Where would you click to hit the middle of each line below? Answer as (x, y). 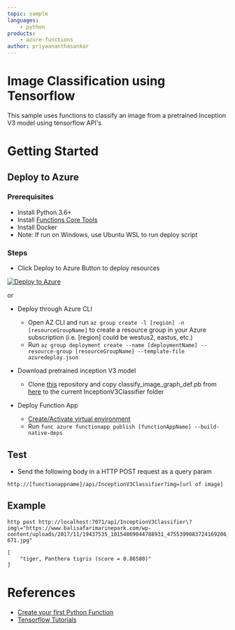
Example (27, 506)
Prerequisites (30, 197)
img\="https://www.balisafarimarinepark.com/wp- (79, 528)
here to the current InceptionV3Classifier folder (96, 392)
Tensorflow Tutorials (47, 619)
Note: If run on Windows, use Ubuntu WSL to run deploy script (107, 234)
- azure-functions (47, 40)
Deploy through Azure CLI (55, 309)
